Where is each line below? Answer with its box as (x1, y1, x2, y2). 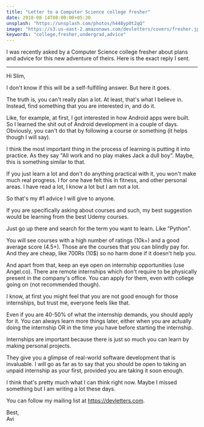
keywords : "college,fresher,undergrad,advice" (6, 32, 126, 38)
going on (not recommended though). (6, 281, 101, 288)
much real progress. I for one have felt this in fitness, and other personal (6, 177, 187, 184)
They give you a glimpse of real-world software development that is (6, 354, 176, 361)
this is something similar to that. (6, 158, 86, 166)
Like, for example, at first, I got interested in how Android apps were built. (6, 114, 190, 122)
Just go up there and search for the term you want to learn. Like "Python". (6, 225, 191, 232)
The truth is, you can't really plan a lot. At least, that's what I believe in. (6, 96, 183, 104)
